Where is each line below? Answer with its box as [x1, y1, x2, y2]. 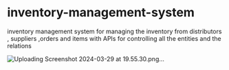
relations [7, 41, 32, 50]
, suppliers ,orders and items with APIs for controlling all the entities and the [7, 34, 221, 42]
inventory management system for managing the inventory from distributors [7, 27, 222, 35]
